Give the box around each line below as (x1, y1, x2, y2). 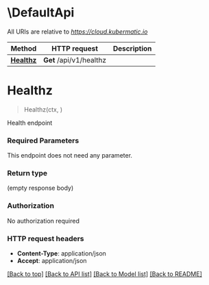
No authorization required (7, 216, 80, 225)
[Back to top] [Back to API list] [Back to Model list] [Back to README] (7, 270, 202, 278)
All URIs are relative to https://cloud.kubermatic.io (7, 27, 148, 36)
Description (112, 43, 152, 53)
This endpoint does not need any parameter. (7, 151, 132, 160)
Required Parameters (7, 136, 79, 145)
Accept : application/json (16, 257, 87, 265)
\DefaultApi (7, 5, 75, 21)
